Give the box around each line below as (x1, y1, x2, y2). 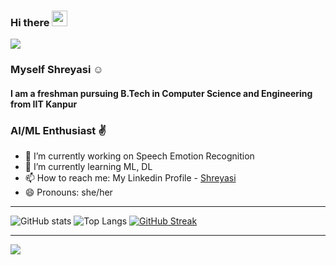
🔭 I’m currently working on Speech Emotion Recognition (24, 150, 255, 162)
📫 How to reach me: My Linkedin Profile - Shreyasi (24, 172, 237, 184)
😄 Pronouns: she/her (24, 186, 113, 199)
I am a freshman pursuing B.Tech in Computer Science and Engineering (10, 87, 313, 99)
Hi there (10, 15, 50, 29)
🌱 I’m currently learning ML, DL (24, 161, 153, 173)
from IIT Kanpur (10, 98, 78, 110)
